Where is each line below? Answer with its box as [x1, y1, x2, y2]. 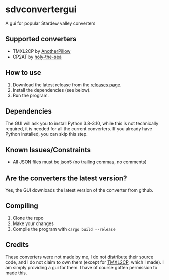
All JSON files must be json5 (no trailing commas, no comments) [12, 159, 147, 165]
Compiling [5, 202, 39, 210]
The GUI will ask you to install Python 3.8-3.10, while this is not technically [5, 120, 159, 127]
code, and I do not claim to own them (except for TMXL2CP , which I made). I [5, 259, 164, 265]
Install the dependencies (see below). [12, 87, 91, 93]
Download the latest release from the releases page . [12, 82, 122, 88]
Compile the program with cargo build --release [12, 226, 116, 232]
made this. [5, 270, 27, 276]
